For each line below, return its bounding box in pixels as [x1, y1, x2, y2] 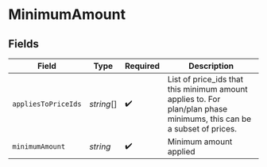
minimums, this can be [167, 113, 252, 124]
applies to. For [167, 93, 221, 104]
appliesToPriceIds [12, 100, 82, 108]
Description [188, 61, 234, 71]
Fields [8, 37, 40, 51]
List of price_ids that [167, 74, 244, 85]
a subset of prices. [167, 123, 237, 134]
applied [167, 146, 196, 157]
